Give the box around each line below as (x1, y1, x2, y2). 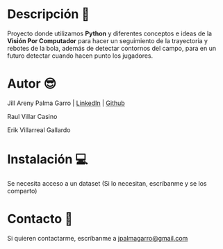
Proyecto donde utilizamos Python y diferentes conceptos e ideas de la (7, 29, 213, 38)
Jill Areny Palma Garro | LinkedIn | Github (7, 99, 125, 107)
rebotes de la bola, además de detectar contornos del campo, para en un (7, 44, 217, 52)
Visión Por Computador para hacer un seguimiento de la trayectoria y (7, 36, 208, 45)
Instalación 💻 (7, 152, 88, 168)
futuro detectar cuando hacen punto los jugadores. (7, 51, 154, 60)
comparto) (7, 186, 38, 195)
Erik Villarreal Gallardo (7, 125, 71, 134)
